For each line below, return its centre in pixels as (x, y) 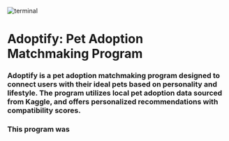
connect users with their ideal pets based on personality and (112, 84)
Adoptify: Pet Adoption (75, 39)
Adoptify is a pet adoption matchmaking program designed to (114, 75)
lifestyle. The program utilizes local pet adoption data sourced (115, 93)
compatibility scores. (44, 110)
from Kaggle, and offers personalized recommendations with (113, 102)
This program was (38, 129)
